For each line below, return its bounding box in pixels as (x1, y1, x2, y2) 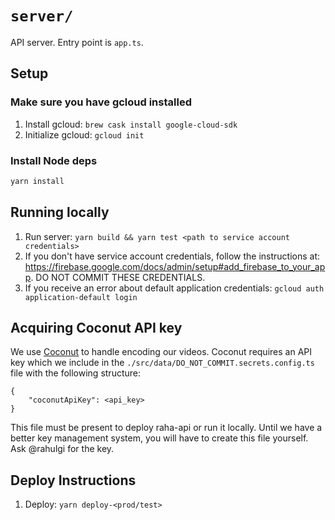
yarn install (10, 176, 65, 186)
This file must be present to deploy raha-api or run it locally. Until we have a (10, 422, 323, 434)
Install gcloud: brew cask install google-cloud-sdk (24, 118, 238, 130)
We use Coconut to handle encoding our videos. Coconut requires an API (10, 346, 312, 358)
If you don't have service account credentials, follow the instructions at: (24, 250, 321, 262)
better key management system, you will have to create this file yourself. (10, 432, 309, 444)
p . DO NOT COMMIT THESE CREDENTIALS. (24, 271, 206, 283)
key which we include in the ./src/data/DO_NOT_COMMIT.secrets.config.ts (10, 357, 315, 369)
